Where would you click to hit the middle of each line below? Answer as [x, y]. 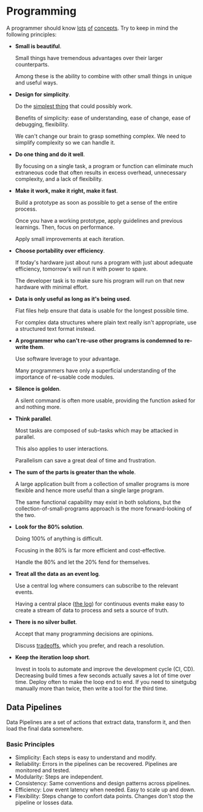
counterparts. [32, 64]
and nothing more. [38, 407]
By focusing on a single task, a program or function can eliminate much [104, 166]
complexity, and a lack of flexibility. [59, 179]
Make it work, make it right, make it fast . [66, 191]
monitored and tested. [43, 770]
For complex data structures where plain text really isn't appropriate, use [106, 322]
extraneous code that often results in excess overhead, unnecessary [101, 172]
